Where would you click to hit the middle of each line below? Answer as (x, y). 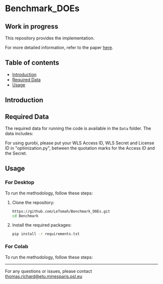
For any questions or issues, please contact (49, 271)
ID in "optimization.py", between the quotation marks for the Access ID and (80, 148)
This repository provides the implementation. (50, 38)
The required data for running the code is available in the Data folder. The (78, 128)
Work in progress (32, 27)
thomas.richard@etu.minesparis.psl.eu (44, 276)
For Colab (17, 247)
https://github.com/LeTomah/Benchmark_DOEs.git (61, 211)
